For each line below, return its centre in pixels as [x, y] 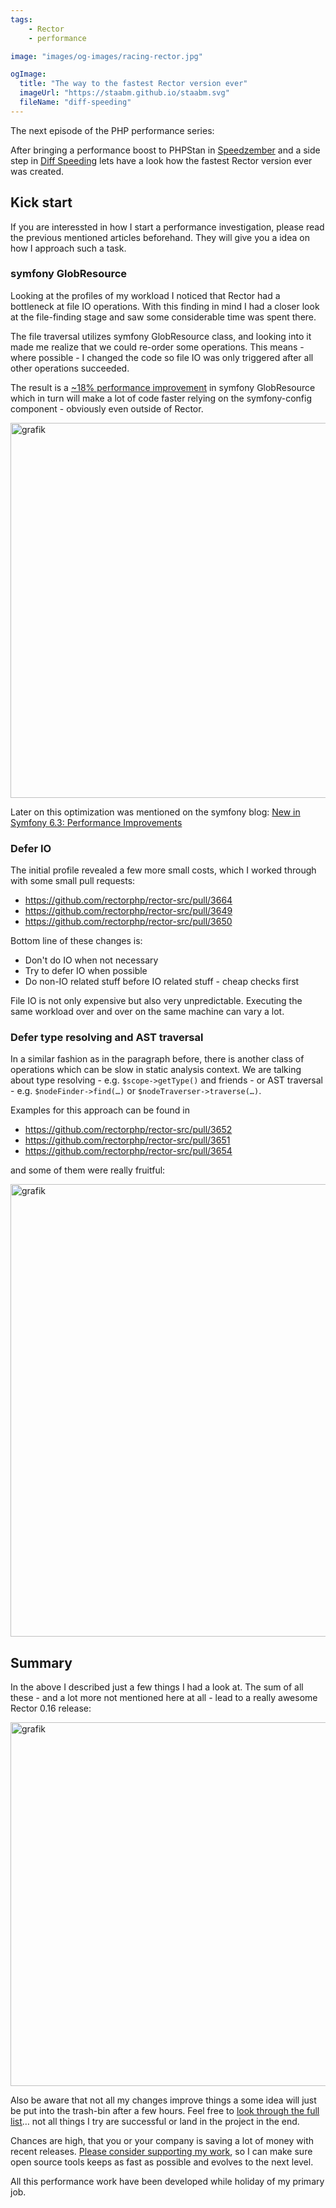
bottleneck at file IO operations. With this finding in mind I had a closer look [165, 306]
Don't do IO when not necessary [91, 960]
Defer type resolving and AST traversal [107, 1038]
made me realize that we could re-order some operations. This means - [157, 347]
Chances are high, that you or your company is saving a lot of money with [162, 2141]
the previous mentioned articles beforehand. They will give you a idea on [160, 237]
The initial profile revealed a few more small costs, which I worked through [163, 870]
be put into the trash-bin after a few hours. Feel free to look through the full [165, 2111]
